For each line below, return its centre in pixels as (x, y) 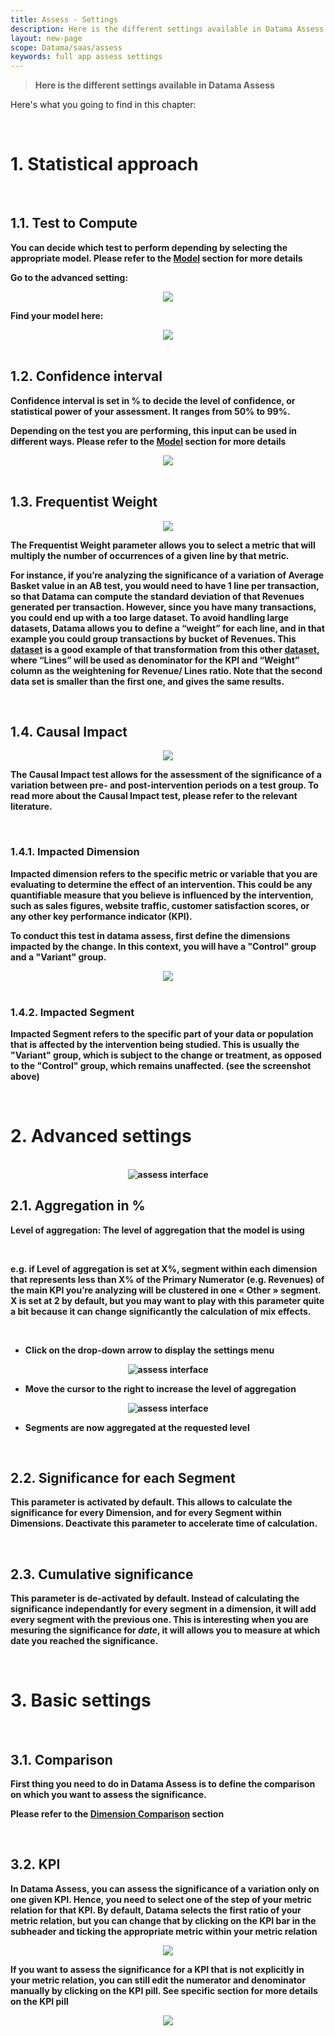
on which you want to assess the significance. (108, 1795)
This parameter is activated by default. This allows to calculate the (151, 1502)
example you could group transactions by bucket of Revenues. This (153, 638)
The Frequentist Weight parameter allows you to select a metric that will (163, 545)
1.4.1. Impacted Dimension (75, 852)
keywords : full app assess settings (86, 57)
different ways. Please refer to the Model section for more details (148, 441)
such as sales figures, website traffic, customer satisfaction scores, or (160, 905)
